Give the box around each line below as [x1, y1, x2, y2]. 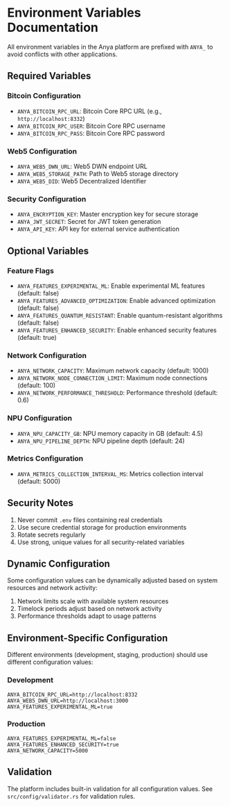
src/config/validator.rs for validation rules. [7, 792, 135, 800]
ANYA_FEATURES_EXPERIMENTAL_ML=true [7, 703, 113, 710]
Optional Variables [7, 245, 89, 256]
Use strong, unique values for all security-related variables [17, 537, 185, 546]
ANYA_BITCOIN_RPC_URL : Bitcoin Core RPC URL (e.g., [17, 106, 162, 115]
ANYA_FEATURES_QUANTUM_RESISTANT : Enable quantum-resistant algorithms [17, 311, 223, 319]
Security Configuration [7, 194, 87, 204]
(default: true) [17, 333, 57, 341]
